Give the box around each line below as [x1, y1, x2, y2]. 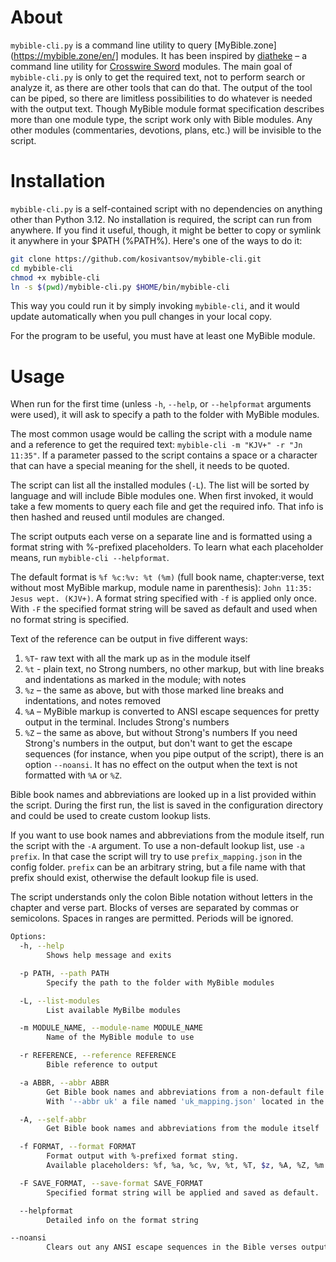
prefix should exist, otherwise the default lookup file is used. [10, 872, 259, 884]
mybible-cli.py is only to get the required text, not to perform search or [10, 71, 306, 83]
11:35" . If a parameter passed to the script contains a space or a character [10, 449, 318, 461]
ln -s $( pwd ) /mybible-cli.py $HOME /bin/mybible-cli [10, 282, 230, 292]
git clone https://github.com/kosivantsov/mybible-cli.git [10, 254, 262, 264]
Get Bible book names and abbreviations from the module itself [46, 1124, 320, 1134]
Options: [10, 932, 47, 942]
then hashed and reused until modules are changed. [10, 511, 225, 523]
